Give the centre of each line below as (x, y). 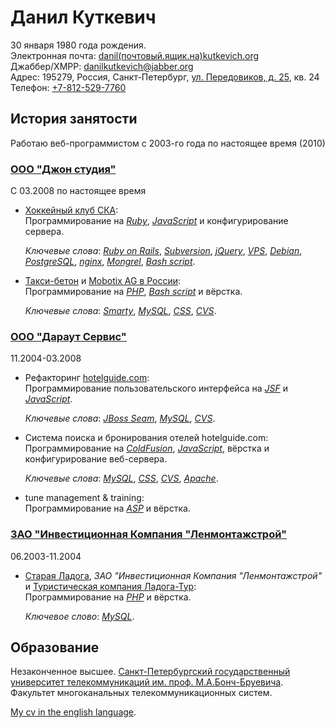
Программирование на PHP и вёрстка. (108, 597)
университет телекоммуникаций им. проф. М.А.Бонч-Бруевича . (147, 682)
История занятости (74, 119)
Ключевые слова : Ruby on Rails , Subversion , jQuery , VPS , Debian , (163, 251)
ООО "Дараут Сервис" (68, 336)
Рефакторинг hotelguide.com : (87, 378)
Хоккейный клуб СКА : (71, 210)
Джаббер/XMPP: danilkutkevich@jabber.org (102, 66)
